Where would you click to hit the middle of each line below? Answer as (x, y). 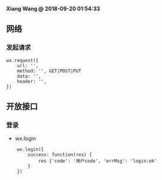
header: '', (32, 81)
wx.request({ (22, 60)
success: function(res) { (60, 155)
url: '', (28, 65)
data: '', (29, 76)
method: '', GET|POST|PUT (49, 71)
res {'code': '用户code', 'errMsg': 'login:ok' (97, 161)
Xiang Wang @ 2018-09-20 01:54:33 (53, 9)
